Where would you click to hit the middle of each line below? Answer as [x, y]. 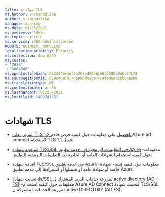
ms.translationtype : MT [30, 83]
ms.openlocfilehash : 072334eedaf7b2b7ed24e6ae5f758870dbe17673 [71, 74]
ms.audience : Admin [25, 33]
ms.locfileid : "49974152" [32, 97]
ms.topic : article [24, 37]
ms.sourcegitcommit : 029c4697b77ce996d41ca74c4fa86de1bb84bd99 [71, 78]
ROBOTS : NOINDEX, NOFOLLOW [33, 46]
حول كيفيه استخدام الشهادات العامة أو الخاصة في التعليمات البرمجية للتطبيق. [82, 155]
